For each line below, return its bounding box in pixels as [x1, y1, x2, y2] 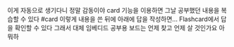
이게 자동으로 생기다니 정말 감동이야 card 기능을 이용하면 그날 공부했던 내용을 [7, 6, 220, 14]
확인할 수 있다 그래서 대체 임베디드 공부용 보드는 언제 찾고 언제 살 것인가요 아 [14, 24, 226, 32]
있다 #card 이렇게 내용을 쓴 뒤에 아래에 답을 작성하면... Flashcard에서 [27, 15, 220, 23]
